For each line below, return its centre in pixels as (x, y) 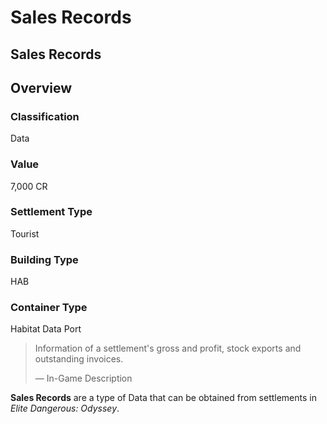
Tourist (25, 233)
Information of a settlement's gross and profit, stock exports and (168, 348)
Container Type (49, 308)
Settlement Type (51, 212)
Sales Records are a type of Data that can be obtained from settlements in (163, 398)
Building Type (44, 259)
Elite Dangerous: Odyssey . (65, 408)
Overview (41, 87)
